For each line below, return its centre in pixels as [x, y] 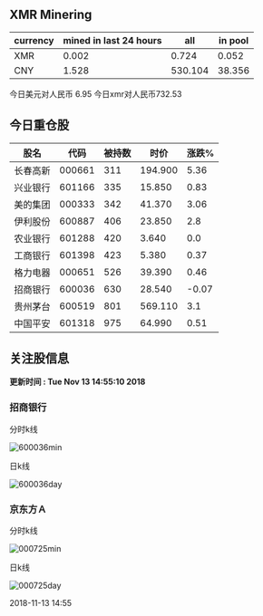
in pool [234, 40]
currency [34, 40]
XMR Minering [51, 15]
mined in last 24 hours [112, 40]
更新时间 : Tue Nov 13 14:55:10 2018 [78, 382]
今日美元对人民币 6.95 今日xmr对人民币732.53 [96, 93]
